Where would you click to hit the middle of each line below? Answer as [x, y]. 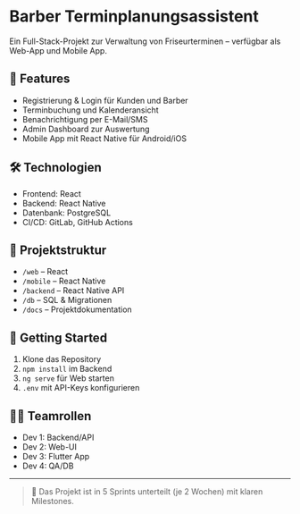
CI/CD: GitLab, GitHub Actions [78, 222]
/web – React [45, 272]
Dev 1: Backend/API [58, 437]
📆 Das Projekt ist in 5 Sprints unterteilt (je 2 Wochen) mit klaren [147, 492]
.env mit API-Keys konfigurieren [81, 388]
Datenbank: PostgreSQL [67, 213]
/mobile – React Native [64, 281]
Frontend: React [52, 193]
